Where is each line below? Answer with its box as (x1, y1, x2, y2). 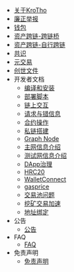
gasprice (24, 182, 50, 191)
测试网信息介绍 (24, 151, 67, 159)
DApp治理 (24, 160, 53, 168)
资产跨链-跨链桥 (13, 32, 60, 40)
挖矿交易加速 (24, 200, 61, 207)
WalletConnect (24, 175, 66, 183)
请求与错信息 (24, 110, 61, 117)
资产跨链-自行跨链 (13, 41, 66, 48)
